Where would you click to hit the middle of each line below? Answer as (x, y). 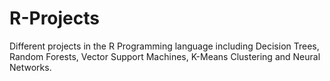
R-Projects (54, 18)
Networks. (30, 67)
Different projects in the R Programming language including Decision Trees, (164, 46)
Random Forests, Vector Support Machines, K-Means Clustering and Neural (165, 56)
